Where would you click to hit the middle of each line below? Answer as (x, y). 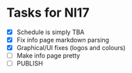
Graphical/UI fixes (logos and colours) (71, 48)
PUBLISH (30, 63)
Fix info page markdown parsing (63, 40)
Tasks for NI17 (48, 13)
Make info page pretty (48, 56)
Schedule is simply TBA (50, 32)
